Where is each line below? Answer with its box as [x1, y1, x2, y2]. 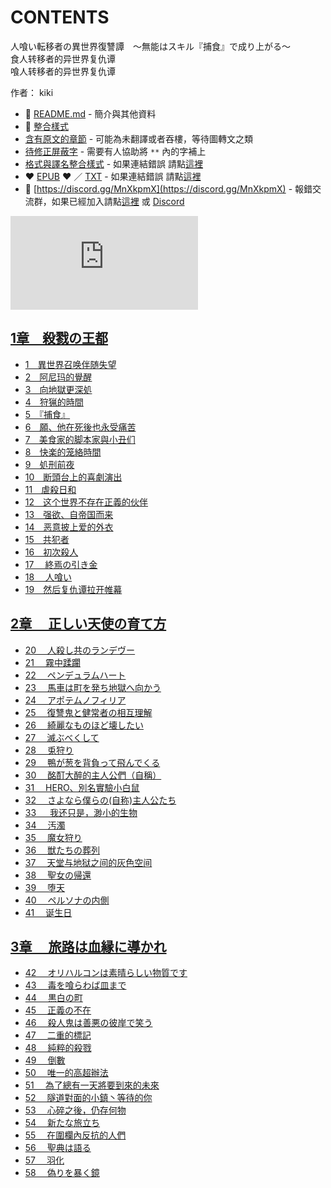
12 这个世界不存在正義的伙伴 [24, 496, 149, 508]
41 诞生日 [24, 906, 73, 918]
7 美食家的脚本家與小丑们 [24, 433, 136, 445]
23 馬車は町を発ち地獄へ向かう [24, 681, 162, 693]
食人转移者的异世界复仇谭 [10, 52, 116, 65]
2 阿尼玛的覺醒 [24, 371, 93, 383]
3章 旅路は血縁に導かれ [10, 938, 167, 955]
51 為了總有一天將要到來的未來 [24, 1079, 160, 1091]
